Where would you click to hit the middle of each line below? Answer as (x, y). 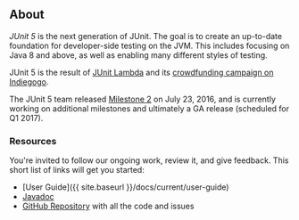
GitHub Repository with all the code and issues (108, 206)
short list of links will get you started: (77, 170)
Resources (33, 141)
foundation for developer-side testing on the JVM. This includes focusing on (149, 45)
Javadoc (38, 197)
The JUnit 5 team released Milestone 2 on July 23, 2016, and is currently (143, 99)
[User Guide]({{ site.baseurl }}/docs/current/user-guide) (125, 187)
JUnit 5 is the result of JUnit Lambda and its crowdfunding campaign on (141, 72)
